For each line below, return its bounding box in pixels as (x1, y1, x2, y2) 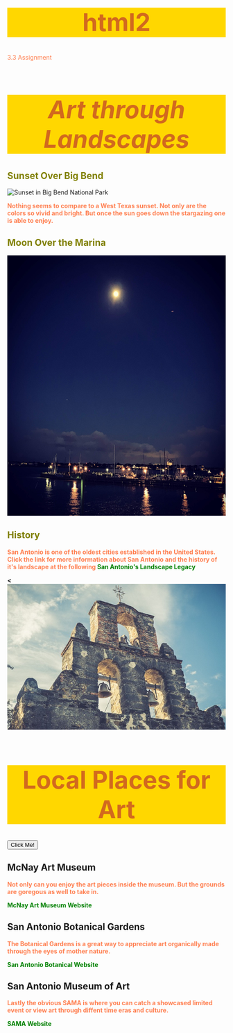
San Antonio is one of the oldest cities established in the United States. (7, 548, 216, 556)
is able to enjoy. (7, 217, 53, 225)
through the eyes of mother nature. (7, 947, 111, 955)
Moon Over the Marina (7, 237, 106, 249)
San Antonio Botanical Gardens (7, 921, 146, 933)
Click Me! (10, 841, 35, 849)
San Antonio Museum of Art (7, 980, 130, 993)
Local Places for (22, 764, 211, 795)
